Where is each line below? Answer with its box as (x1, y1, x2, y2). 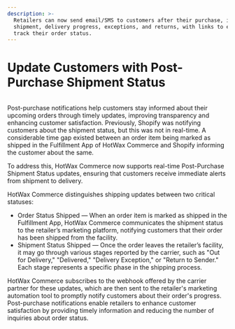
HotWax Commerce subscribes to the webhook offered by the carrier (7, 277, 207, 285)
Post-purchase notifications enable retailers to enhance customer (7, 299, 197, 307)
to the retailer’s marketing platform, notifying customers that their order (17, 226, 223, 235)
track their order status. (13, 29, 92, 37)
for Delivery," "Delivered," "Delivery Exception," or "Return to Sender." (17, 256, 219, 264)
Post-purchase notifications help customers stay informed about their (7, 104, 208, 112)
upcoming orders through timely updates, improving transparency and (7, 111, 210, 119)
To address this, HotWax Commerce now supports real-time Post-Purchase (7, 162, 225, 170)
